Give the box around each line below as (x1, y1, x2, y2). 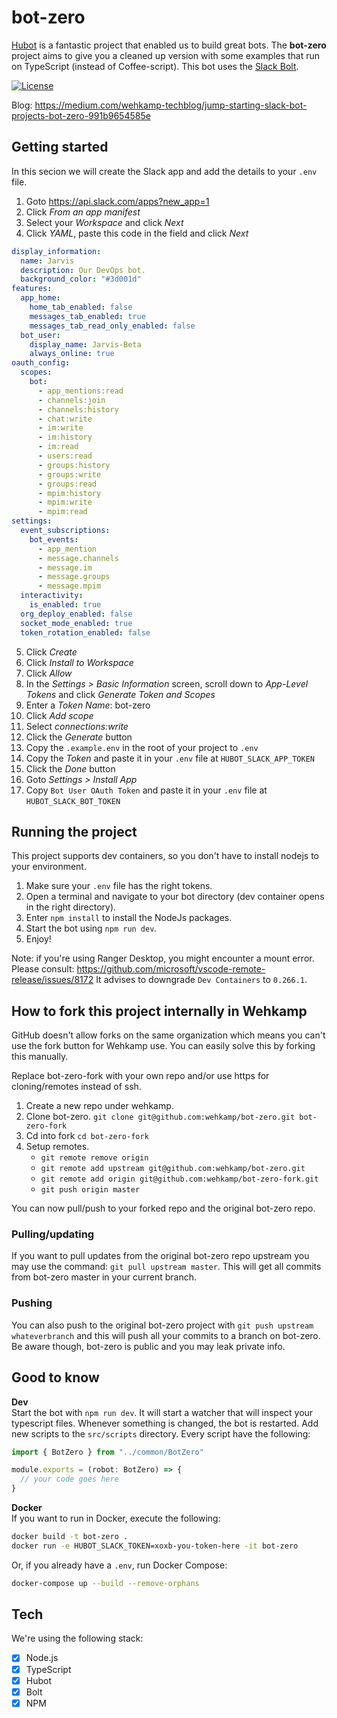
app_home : (20, 293, 61, 303)
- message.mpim (37, 581, 102, 591)
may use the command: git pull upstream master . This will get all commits (11, 1261, 322, 1273)
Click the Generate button (25, 731, 133, 743)
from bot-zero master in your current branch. (11, 1271, 198, 1283)
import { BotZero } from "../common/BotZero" (11, 1447, 204, 1457)
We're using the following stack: (11, 1632, 144, 1645)
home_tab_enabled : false (29, 302, 133, 312)
